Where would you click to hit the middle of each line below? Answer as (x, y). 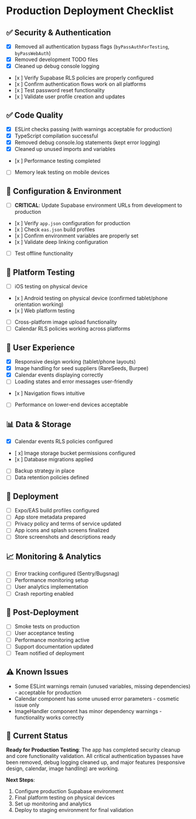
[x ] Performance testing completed (57, 161)
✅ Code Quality (35, 115)
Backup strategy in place (44, 471)
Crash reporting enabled (44, 593)
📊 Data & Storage (39, 424)
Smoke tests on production (47, 626)
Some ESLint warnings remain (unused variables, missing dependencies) (102, 686)
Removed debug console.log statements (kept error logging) (87, 143)
